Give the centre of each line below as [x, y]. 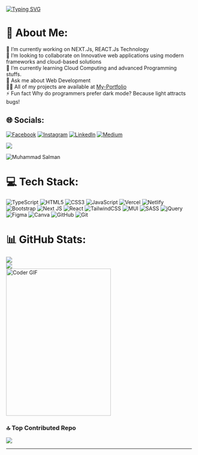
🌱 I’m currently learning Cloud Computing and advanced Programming [91, 68]
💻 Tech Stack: [42, 182]
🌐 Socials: [25, 120]
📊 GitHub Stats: [46, 239]
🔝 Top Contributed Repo [41, 428]
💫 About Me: [37, 33]
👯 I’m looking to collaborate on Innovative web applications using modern [95, 55]
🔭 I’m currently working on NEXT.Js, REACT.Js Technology [77, 49]
